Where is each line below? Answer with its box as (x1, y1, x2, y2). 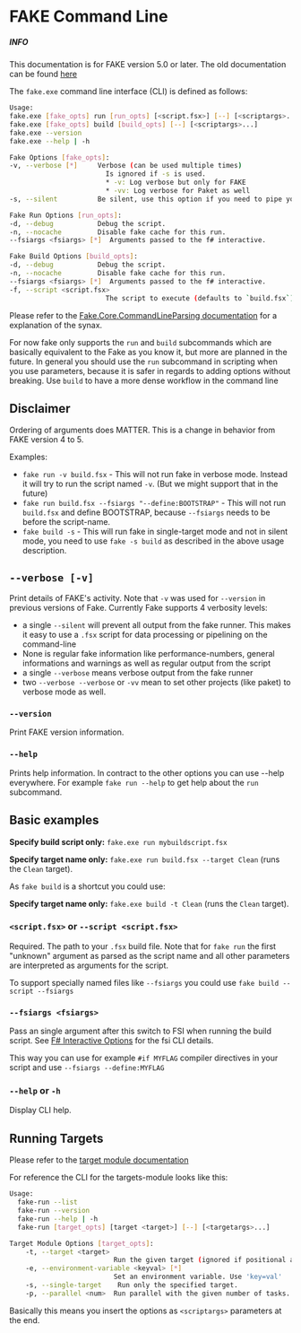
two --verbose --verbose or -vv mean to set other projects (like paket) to (21, 677, 291, 688)
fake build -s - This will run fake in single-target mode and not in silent (21, 527, 288, 537)
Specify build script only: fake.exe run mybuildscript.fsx (9, 836, 228, 847)
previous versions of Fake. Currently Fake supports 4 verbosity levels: (9, 603, 268, 614)
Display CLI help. (9, 1105, 72, 1116)
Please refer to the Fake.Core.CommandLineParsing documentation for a (9, 309, 278, 320)
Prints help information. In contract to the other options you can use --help (9, 767, 285, 778)
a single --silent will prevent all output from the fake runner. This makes (21, 620, 291, 631)
